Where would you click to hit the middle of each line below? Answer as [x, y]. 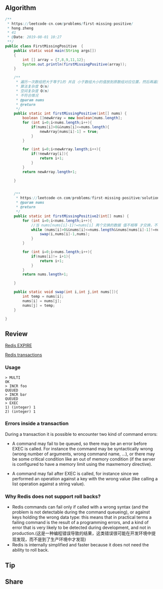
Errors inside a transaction [37, 424]
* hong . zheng [20, 28]
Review [16, 334]
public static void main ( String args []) [55, 50]
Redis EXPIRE [19, 346]
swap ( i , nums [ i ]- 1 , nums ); [65, 234]
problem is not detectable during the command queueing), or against [81, 512]
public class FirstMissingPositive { [44, 46]
